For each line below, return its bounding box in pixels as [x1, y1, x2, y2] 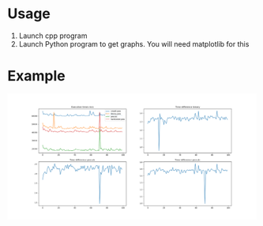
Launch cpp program [18, 31, 88, 40]
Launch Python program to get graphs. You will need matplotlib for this [18, 39, 250, 48]
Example [7, 67, 66, 85]
